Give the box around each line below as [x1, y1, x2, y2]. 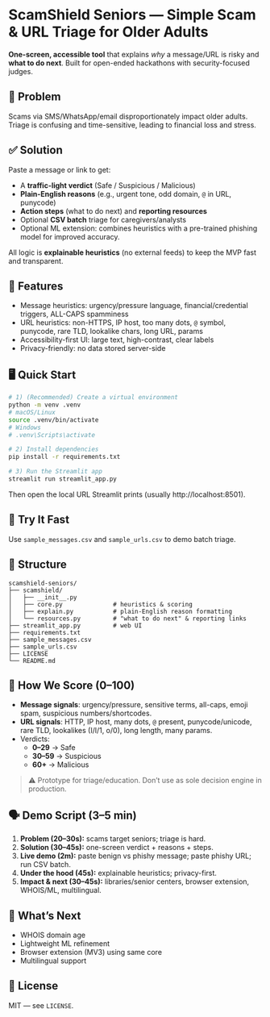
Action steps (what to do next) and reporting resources [19, 206, 208, 215]
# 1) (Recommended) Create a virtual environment [8, 394, 179, 402]
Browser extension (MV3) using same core [19, 948, 163, 957]
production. [27, 784, 67, 794]
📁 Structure [8, 558, 67, 572]
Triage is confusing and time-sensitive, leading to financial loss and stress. [8, 119, 256, 130]
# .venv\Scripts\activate [8, 431, 95, 439]
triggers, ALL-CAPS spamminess [19, 309, 129, 319]
